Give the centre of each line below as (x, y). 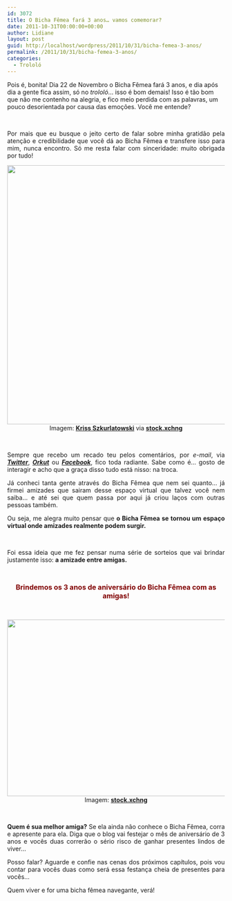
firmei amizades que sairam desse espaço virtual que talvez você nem (116, 490)
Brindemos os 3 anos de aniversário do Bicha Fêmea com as (116, 587)
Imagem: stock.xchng (116, 799)
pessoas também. (33, 504)
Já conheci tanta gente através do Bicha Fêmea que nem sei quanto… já (116, 483)
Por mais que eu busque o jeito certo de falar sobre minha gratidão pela (116, 133)
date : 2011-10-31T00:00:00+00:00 (55, 26)
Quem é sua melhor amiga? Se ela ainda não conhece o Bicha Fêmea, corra (116, 826)
